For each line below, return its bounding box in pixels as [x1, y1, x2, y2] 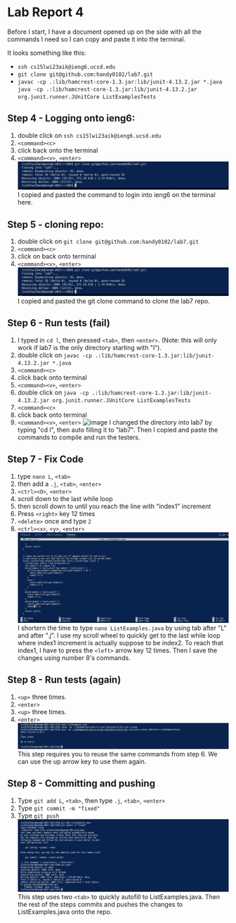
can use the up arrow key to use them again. [17, 757, 147, 766]
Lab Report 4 [7, 4, 84, 20]
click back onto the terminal [17, 146, 98, 155]
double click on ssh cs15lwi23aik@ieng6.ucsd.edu [17, 131, 162, 139]
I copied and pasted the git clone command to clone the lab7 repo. [17, 297, 211, 305]
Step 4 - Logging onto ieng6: [7, 112, 136, 124]
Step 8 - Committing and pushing [7, 777, 156, 789]
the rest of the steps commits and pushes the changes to [17, 900, 183, 908]
